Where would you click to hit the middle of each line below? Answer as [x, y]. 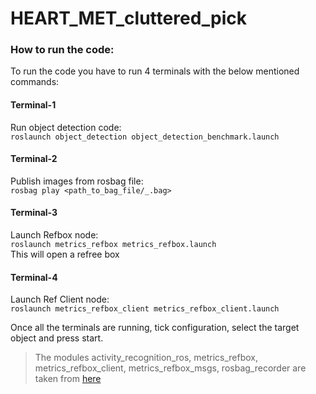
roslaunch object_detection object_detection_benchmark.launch [145, 137]
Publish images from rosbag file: [77, 181]
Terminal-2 [34, 159]
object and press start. [57, 338]
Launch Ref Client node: [60, 299]
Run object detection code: [66, 127]
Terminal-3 [34, 213]
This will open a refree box [65, 254]
